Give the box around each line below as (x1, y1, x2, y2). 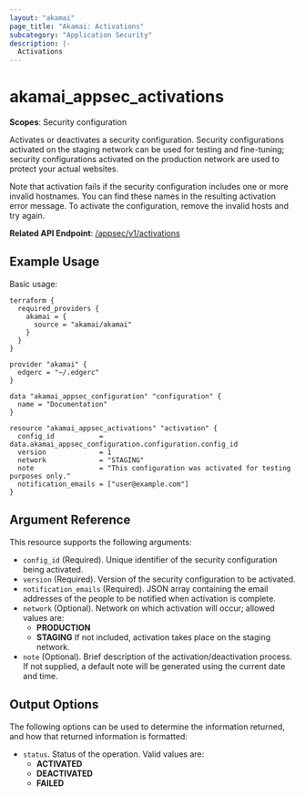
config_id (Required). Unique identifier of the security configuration (22, 553, 278, 565)
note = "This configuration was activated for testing (17, 463, 291, 472)
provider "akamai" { (9, 359, 88, 369)
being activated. (22, 563, 84, 574)
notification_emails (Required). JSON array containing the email (22, 583, 269, 594)
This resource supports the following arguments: (9, 536, 192, 547)
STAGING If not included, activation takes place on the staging (36, 631, 271, 643)
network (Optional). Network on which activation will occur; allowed (22, 603, 275, 614)
